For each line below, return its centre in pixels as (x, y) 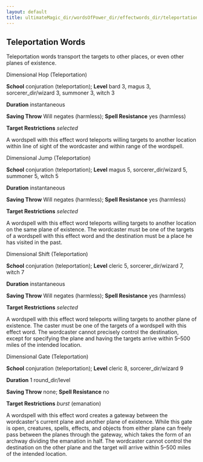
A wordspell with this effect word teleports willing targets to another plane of (101, 319)
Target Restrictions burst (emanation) (54, 404)
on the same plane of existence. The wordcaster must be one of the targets (100, 229)
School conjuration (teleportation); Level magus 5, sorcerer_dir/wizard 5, (97, 170)
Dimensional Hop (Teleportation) (47, 75)
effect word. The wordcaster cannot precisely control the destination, (93, 332)
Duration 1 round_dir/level (38, 380)
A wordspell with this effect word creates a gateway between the (87, 415)
